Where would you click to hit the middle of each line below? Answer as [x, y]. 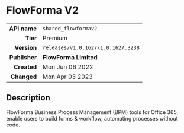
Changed [24, 77]
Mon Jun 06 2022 [68, 67]
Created [25, 67]
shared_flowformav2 [70, 28]
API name [23, 28]
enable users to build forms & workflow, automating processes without [92, 118]
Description [28, 98]
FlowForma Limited [70, 57]
